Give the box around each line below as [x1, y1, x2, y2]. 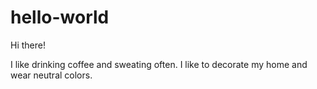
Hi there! [10, 39, 46, 51]
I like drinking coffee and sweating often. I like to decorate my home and [10, 58, 308, 70]
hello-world [10, 6, 110, 29]
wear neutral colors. [10, 69, 93, 81]
